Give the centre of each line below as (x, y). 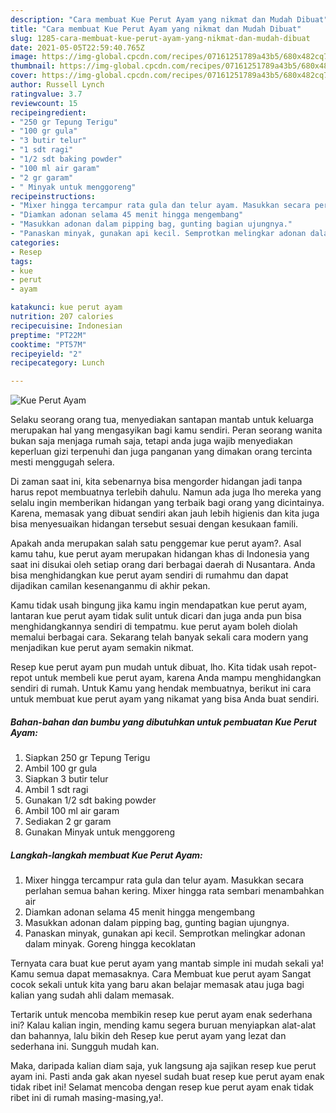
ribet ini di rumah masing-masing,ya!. (87, 1098)
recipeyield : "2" (46, 354)
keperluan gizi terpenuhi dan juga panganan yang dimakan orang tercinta (161, 452)
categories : (35, 242)
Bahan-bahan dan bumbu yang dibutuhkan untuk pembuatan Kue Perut (163, 722)
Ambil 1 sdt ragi (56, 790)
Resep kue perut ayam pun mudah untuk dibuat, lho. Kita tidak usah (150, 667)
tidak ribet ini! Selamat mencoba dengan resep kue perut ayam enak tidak (162, 1087)
